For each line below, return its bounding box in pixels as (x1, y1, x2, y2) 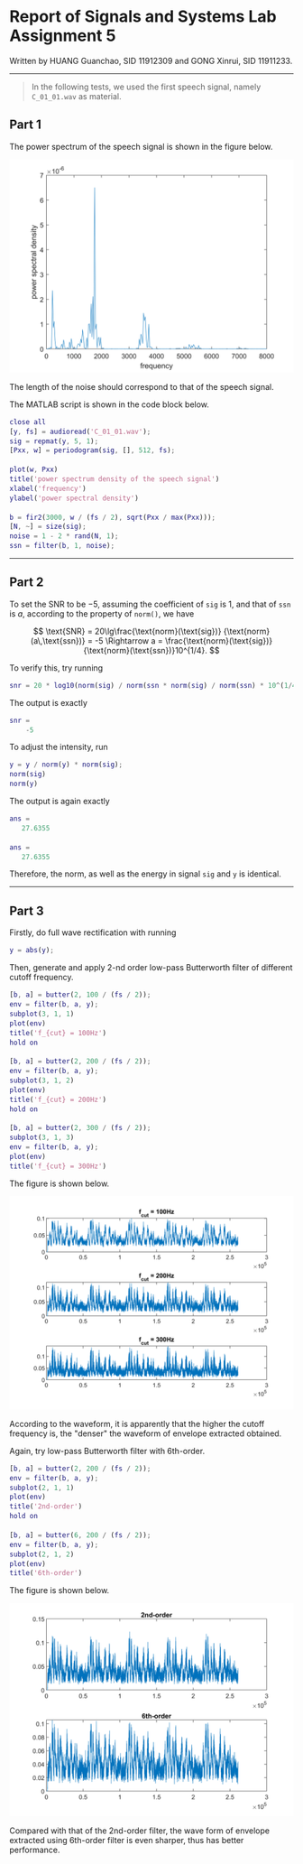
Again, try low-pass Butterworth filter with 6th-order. (9, 1445, 206, 1456)
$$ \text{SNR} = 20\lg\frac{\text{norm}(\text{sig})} (32, 626, 222, 636)
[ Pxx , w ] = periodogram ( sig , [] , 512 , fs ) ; (9, 446, 176, 455)
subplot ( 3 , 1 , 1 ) (9, 1009, 75, 1018)
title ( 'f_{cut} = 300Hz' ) (9, 1162, 106, 1171)
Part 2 (9, 575, 44, 590)
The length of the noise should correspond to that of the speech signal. (9, 381, 275, 392)
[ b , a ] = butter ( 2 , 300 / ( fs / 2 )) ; (9, 1124, 151, 1133)
